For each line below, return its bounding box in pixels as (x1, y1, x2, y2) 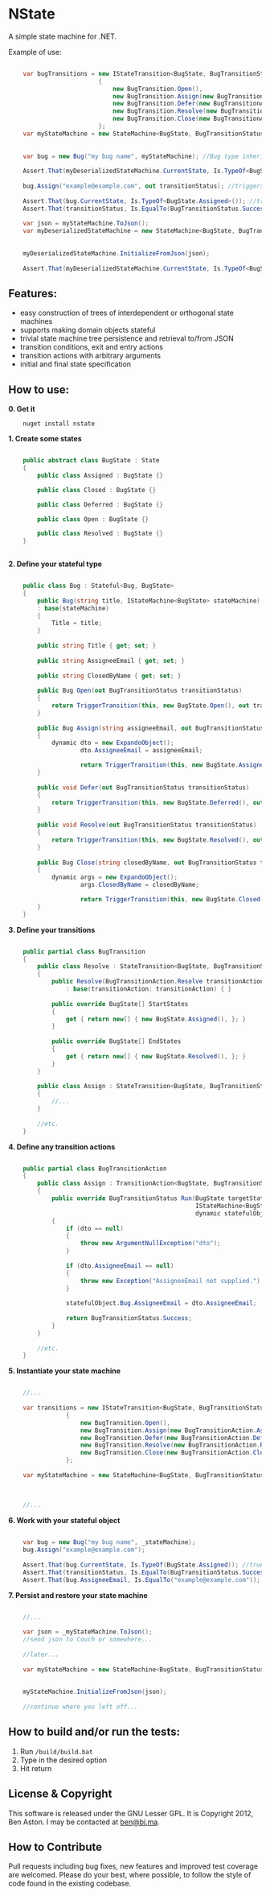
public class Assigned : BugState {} (37, 471, 163, 479)
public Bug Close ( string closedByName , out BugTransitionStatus (37, 859, 257, 867)
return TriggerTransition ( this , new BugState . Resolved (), (51, 835, 250, 844)
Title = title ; (51, 619, 103, 627)
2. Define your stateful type (8, 559, 103, 569)
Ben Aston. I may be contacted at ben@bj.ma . (8, 1817, 161, 1827)
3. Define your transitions (8, 925, 96, 934)
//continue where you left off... (22, 1703, 138, 1712)
